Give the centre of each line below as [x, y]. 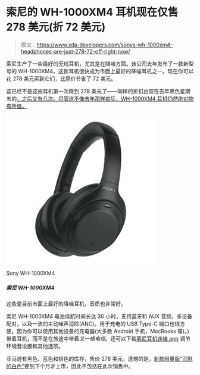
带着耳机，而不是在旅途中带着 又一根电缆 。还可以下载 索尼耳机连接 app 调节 [98, 338]
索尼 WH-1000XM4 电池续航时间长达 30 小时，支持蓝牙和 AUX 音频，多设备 [99, 316]
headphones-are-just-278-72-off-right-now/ [75, 51]
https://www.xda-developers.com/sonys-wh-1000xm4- [105, 45]
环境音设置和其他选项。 [35, 346]
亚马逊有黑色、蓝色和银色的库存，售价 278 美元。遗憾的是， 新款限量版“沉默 [99, 358]
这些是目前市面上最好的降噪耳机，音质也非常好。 [66, 304]
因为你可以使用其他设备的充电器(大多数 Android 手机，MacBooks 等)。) [103, 331]
